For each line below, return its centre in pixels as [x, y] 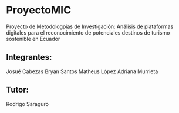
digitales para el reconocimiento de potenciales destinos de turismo [88, 32]
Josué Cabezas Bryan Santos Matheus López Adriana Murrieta [82, 71]
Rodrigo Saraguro [27, 104]
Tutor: [18, 90]
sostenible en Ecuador [33, 39]
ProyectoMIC [39, 10]
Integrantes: [29, 57]
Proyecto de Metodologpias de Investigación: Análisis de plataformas [90, 26]
